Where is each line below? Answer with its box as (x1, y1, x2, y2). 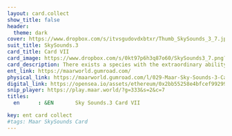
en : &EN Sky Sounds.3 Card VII (13, 100, 140, 106)
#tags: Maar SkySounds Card (7, 118, 88, 125)
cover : (7, 36, 26, 43)
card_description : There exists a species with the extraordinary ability (7, 61, 227, 68)
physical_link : (7, 73, 51, 81)
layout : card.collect (7, 10, 70, 17)
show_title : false (7, 16, 60, 23)
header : (7, 23, 30, 30)
